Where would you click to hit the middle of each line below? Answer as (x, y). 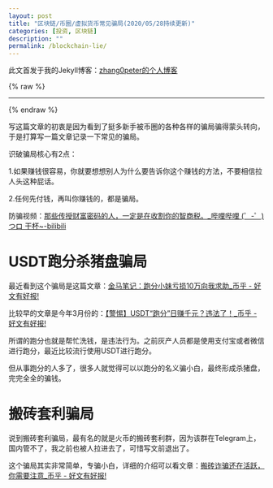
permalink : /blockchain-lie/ (58, 46)
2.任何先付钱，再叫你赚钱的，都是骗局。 (76, 199)
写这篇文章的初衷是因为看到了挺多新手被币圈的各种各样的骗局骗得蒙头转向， (136, 127)
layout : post (30, 16)
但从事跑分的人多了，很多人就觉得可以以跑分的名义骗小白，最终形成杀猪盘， (136, 368)
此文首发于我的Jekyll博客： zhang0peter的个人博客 (93, 71)
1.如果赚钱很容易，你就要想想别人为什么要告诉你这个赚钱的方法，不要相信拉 (135, 171)
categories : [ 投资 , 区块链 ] (53, 31)
